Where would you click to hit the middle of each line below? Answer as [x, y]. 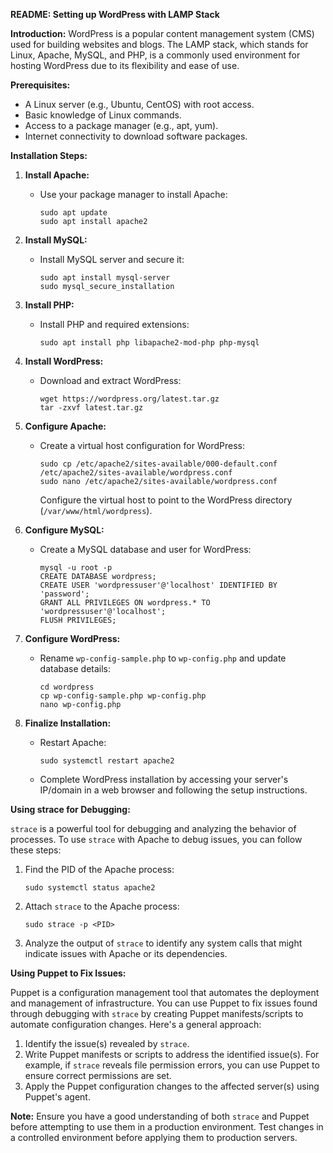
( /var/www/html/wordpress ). [96, 510]
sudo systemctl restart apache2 [107, 761]
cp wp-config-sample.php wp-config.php [123, 696]
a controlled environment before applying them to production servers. [154, 1137]
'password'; [64, 594]
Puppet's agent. [57, 1097]
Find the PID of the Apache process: [99, 869]
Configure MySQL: [64, 530]
